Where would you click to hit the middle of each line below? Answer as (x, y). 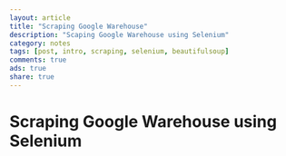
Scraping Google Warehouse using (143, 121)
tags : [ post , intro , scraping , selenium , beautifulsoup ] (119, 52)
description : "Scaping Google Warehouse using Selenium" (119, 34)
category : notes (40, 43)
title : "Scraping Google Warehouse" (79, 26)
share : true (32, 77)
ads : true (28, 69)
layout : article (40, 18)
